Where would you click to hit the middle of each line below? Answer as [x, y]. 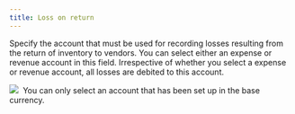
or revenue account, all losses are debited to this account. [117, 72]
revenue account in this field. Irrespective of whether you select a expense [148, 62]
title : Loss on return [52, 18]
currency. [27, 100]
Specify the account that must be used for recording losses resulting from [146, 43]
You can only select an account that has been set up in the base [141, 90]
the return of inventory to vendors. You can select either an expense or [141, 53]
